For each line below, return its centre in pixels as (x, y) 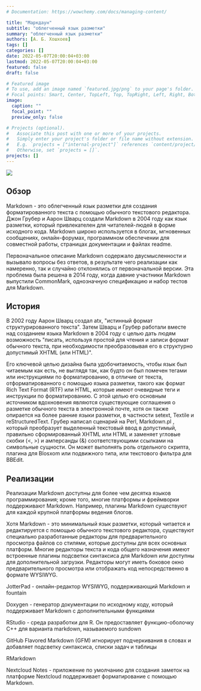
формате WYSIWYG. (32, 575)
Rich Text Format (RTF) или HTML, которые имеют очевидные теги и (93, 390)
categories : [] (25, 51)
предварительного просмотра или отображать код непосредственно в (98, 569)
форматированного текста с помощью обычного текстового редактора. (98, 212)
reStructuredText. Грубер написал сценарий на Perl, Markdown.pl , (90, 422)
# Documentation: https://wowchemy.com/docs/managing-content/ (87, 12)
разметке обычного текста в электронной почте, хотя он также (87, 409)
